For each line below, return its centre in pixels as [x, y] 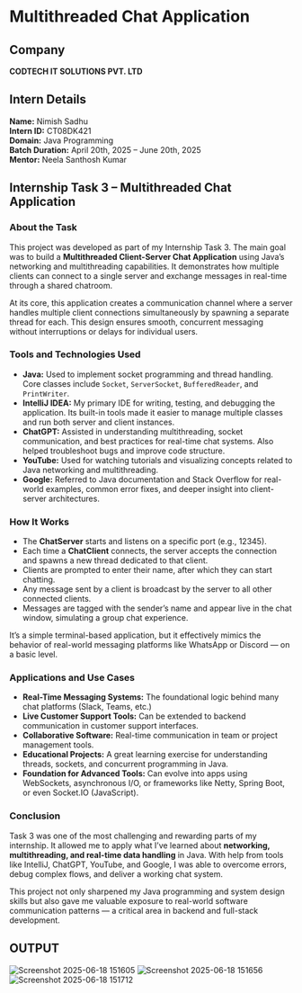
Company [37, 50]
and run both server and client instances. [98, 422]
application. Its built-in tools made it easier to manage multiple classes [152, 412]
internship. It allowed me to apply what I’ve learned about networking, [140, 845]
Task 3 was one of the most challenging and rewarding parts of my [133, 836]
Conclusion [35, 816]
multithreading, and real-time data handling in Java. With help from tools [147, 854]
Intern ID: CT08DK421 [50, 130]
